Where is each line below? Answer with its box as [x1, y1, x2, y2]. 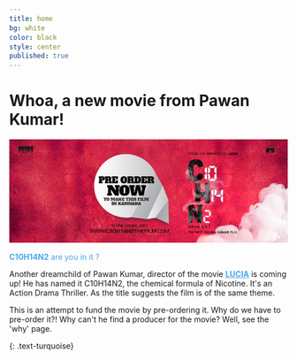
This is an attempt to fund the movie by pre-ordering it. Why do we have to [9, 304, 281, 315]
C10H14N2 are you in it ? [9, 251, 100, 262]
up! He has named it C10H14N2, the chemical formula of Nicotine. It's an [9, 278, 272, 288]
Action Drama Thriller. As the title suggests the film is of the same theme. [9, 287, 276, 298]
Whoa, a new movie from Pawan [9, 91, 250, 111]
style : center [9, 42, 62, 51]
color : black [9, 33, 57, 42]
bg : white [9, 23, 46, 33]
